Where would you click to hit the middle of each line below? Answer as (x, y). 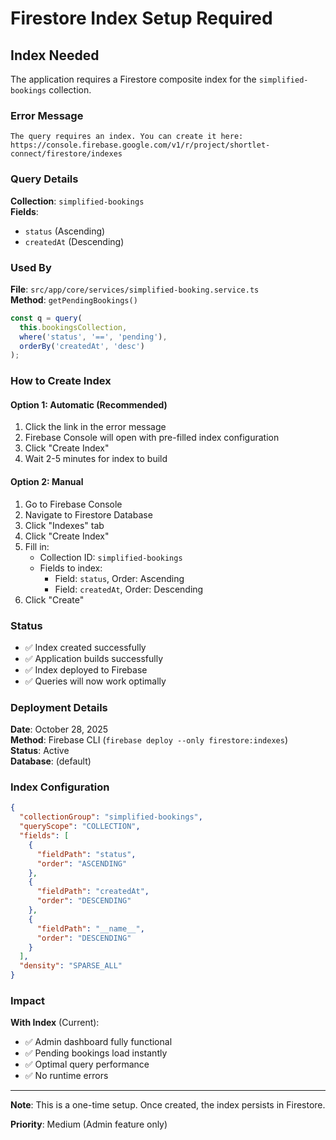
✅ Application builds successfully (94, 658)
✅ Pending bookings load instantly (96, 1053)
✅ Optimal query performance (87, 1064)
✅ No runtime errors (66, 1076)
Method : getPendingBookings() (74, 299)
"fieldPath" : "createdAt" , (93, 892)
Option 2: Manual (47, 481)
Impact (28, 1001)
